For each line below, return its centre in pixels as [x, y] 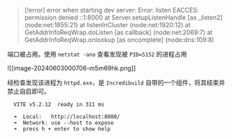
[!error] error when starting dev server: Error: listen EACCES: [111, 10]
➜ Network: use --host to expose [64, 123]
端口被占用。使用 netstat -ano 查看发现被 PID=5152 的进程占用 [97, 54]
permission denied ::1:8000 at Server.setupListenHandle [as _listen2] [123, 17]
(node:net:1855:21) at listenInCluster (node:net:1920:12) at [107, 25]
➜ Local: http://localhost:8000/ [67, 117]
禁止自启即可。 [29, 91]
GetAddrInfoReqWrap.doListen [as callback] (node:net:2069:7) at [118, 32]
